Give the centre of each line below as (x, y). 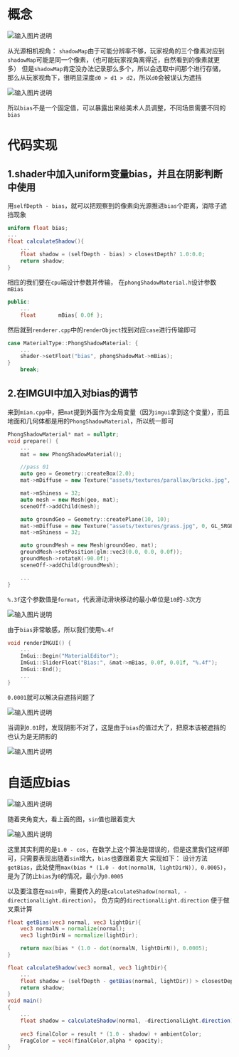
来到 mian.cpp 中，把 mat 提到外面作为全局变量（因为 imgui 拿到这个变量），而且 (118, 412)
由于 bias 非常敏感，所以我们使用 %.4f (61, 629)
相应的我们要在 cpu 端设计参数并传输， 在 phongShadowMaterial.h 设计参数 (112, 283)
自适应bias (39, 783)
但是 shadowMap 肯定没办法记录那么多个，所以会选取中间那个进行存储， (123, 68)
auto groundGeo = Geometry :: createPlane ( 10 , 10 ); (95, 519)
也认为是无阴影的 (32, 736)
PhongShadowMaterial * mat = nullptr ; (63, 434)
